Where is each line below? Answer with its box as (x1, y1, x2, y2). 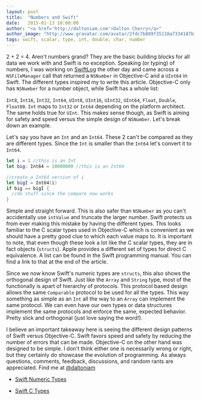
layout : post (6, 8, 39, 15)
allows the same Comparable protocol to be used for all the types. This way (6, 289, 189, 296)
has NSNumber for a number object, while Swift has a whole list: (6, 85, 160, 92)
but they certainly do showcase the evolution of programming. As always (6, 351, 187, 359)
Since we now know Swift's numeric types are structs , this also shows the (6, 270, 190, 277)
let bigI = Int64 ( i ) (6, 180, 58, 186)
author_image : (6, 31, 42, 37)
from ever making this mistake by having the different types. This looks (6, 220, 181, 228)
